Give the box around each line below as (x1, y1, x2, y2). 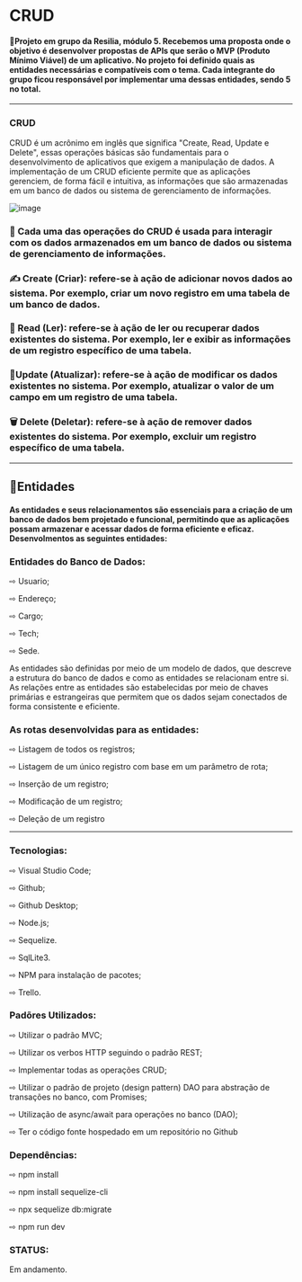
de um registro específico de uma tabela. (9, 344, 192, 357)
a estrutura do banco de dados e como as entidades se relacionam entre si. (9, 672, 289, 683)
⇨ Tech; (9, 628, 40, 638)
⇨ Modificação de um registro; (9, 797, 123, 807)
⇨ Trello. (9, 986, 42, 998)
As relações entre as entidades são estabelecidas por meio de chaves (9, 681, 269, 692)
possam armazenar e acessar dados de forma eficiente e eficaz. (9, 523, 254, 534)
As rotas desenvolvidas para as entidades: (9, 723, 200, 735)
